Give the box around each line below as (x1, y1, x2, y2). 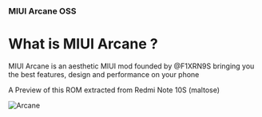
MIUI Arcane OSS (8, 6, 77, 17)
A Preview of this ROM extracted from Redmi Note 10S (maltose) (8, 85, 220, 95)
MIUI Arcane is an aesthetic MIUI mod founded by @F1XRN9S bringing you (8, 61, 255, 71)
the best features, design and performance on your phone (8, 69, 200, 79)
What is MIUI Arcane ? (8, 35, 158, 53)
